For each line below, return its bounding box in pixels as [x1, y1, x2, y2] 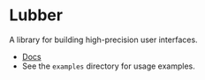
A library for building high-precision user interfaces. [9, 34, 198, 45]
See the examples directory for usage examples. [21, 61, 196, 71]
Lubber [9, 5, 64, 25]
